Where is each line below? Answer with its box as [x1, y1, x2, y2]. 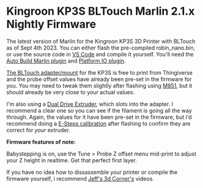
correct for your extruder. [6, 126, 70, 133]
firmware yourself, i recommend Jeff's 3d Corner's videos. [6, 175, 154, 182]
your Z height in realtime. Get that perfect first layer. [6, 156, 138, 164]
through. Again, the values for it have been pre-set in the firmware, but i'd [6, 113, 192, 121]
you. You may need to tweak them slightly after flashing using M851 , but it [6, 81, 193, 89]
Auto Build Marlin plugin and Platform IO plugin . [6, 57, 126, 64]
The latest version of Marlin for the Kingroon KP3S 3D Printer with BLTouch [6, 37, 196, 45]
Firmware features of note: [6, 138, 76, 145]
